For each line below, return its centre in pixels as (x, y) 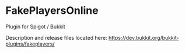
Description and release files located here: (56, 37)
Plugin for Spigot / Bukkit (35, 26)
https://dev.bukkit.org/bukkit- (144, 37)
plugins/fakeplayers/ (30, 44)
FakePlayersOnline (52, 11)
